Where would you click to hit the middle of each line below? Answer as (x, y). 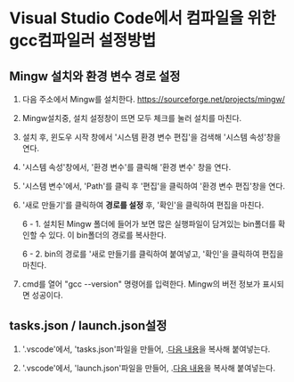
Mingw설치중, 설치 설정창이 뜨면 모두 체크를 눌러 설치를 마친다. (132, 118)
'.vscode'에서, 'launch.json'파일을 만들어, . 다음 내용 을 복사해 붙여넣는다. (149, 368)
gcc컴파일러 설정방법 (83, 41)
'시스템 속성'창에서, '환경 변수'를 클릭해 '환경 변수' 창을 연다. (127, 167)
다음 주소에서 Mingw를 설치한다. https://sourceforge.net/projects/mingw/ (153, 99)
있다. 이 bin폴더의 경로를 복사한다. (107, 235)
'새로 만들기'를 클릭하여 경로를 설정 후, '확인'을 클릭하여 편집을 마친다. (143, 205)
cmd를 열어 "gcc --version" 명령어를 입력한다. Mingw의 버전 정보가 (141, 284)
